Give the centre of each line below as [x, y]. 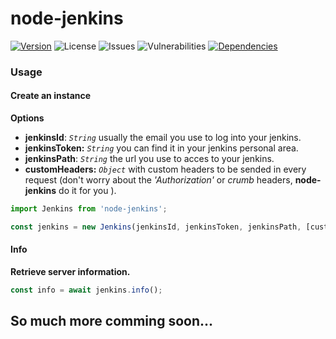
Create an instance [51, 96]
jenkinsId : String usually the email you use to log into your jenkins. [163, 138]
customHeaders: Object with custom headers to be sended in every [165, 169]
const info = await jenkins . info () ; [86, 290]
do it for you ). [87, 191]
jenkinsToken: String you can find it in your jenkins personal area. [161, 148]
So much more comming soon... [112, 321]
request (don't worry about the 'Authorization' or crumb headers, [158, 180]
